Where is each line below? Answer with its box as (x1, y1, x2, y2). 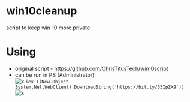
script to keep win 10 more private (6, 24, 91, 31)
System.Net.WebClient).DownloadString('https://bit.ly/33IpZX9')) (14, 84, 185, 90)
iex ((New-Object (25, 79, 69, 85)
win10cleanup (6, 4, 77, 18)
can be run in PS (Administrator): (14, 71, 96, 79)
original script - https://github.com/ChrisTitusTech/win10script (14, 65, 169, 72)
